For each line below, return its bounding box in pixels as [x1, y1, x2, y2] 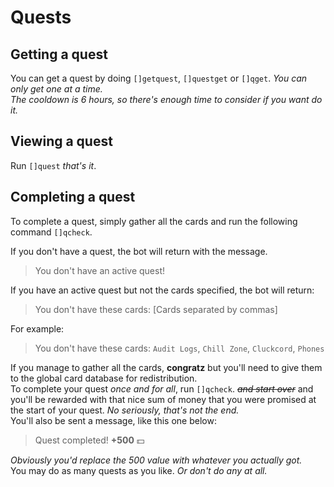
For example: [10, 322, 65, 335]
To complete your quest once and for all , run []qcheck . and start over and [10, 382, 314, 395]
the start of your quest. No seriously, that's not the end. [10, 404, 240, 416]
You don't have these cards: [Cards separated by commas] [34, 303, 278, 315]
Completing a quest [10, 189, 136, 206]
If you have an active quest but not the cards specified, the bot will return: [10, 284, 315, 296]
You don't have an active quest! [34, 264, 166, 276]
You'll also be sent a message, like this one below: [10, 414, 217, 426]
